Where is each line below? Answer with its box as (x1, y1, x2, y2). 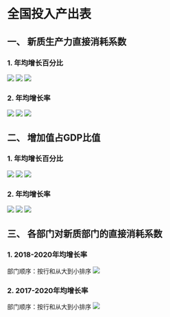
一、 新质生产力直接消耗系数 (7, 36, 127, 47)
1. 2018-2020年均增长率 (7, 250, 88, 259)
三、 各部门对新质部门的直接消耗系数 (7, 228, 162, 239)
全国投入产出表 (7, 6, 92, 22)
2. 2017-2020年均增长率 (7, 285, 88, 295)
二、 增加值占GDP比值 (7, 132, 101, 143)
